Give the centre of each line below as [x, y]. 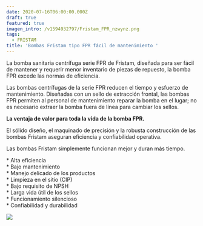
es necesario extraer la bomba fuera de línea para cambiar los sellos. [92, 107]
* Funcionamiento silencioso [42, 199]
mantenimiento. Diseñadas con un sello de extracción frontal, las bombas [98, 94]
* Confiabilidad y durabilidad [42, 205]
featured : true [25, 23]
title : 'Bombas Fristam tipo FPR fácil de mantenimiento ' [82, 46]
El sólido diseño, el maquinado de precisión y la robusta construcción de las [101, 130]
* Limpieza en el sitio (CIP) [39, 179]
